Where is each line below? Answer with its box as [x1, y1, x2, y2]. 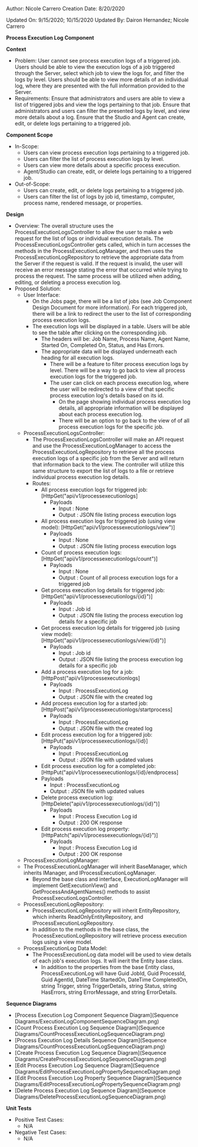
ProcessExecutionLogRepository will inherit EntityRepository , [32, 907, 181, 914]
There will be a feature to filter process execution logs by [49, 361, 189, 367]
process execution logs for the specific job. [58, 423, 164, 430]
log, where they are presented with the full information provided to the [14, 82, 186, 89]
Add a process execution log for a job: [41, 668, 134, 675]
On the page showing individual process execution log [58, 398, 190, 405]
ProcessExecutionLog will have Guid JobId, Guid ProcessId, [41, 970, 186, 977]
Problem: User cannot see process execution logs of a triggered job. [14, 57, 181, 64]
